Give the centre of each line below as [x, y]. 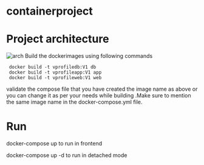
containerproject [49, 11]
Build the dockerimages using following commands [89, 56]
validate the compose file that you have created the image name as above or [102, 89]
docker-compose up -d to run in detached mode [67, 155]
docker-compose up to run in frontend [54, 144]
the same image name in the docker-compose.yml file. [74, 102]
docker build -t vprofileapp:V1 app [55, 72]
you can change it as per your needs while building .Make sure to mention [99, 96]
